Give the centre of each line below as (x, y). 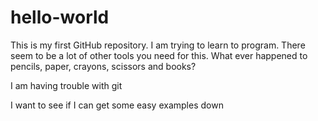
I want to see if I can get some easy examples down (117, 105)
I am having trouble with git (66, 85)
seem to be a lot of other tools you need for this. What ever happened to (159, 55)
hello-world (60, 17)
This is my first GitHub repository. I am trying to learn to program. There (158, 45)
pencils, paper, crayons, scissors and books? (103, 66)
